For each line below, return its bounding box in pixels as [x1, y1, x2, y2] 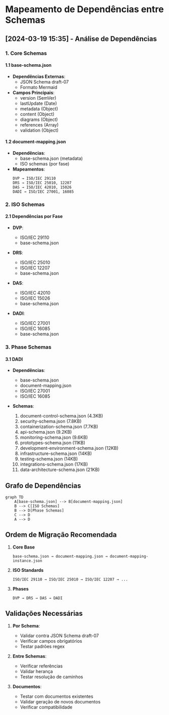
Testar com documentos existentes [20, 693, 93, 699]
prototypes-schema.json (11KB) [20, 440, 86, 446]
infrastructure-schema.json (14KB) [20, 450, 92, 456]
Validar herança [20, 668, 53, 674]
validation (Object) [20, 127, 59, 133]
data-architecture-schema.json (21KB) [20, 467, 100, 473]
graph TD [5, 494, 24, 499]
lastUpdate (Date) [20, 100, 57, 106]
